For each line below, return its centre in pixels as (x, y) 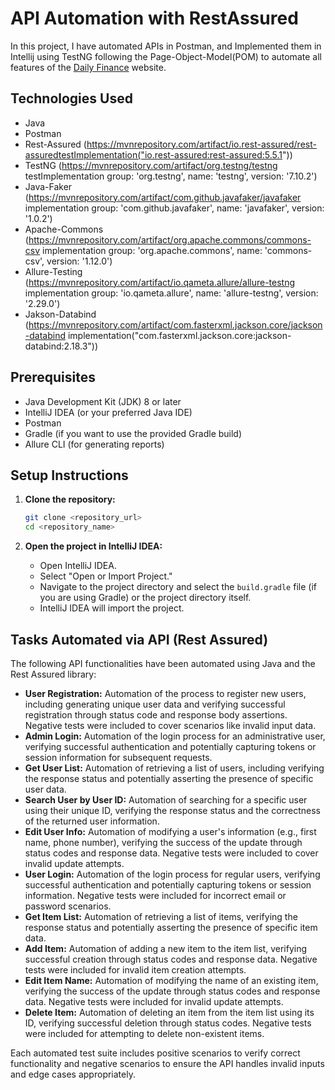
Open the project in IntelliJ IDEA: (93, 546)
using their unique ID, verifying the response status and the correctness (173, 810)
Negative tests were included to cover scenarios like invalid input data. (170, 725)
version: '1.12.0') (79, 261)
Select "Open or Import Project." (106, 576)
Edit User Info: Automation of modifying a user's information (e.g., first (170, 831)
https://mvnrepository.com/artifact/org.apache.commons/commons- (170, 239)
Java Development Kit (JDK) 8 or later (103, 401)
